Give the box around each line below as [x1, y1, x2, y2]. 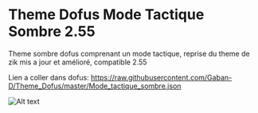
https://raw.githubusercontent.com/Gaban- [90, 72, 233, 82]
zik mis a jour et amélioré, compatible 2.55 [8, 57, 147, 67]
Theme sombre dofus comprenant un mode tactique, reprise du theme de [8, 49, 250, 58]
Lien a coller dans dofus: [8, 72, 89, 82]
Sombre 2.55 [8, 22, 96, 41]
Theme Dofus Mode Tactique [8, 6, 205, 24]
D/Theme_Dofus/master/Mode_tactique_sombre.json [8, 81, 182, 91]
